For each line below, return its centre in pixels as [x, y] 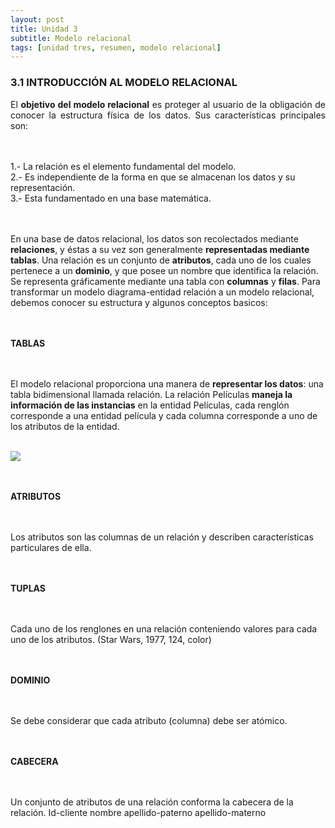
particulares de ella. [51, 547]
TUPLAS [28, 588]
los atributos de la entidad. [65, 426]
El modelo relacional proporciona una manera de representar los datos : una [167, 383]
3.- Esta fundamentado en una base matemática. [111, 198]
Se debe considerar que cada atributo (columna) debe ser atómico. [149, 720]
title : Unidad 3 [44, 29]
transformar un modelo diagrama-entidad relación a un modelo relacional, [162, 292]
